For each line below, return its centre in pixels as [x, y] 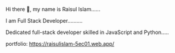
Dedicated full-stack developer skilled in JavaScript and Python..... [87, 32]
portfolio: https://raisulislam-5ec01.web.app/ [60, 44]
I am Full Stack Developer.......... [44, 21]
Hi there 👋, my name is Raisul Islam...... [53, 9]
